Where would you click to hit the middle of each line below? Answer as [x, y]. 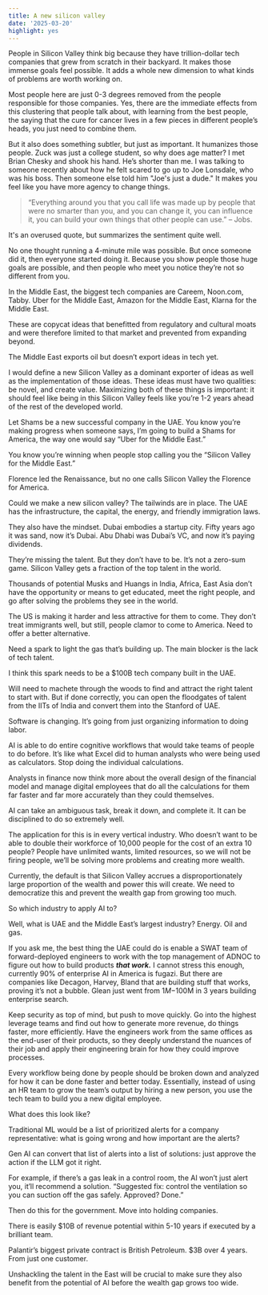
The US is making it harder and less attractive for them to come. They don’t [132, 617]
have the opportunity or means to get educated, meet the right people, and [132, 593]
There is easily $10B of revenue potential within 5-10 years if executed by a [132, 1226]
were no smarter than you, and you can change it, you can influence [140, 211]
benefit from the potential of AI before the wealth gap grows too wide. [123, 1283]
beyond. [22, 341]
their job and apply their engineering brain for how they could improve [124, 1049]
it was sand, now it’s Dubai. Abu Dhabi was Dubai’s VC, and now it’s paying [132, 536]
